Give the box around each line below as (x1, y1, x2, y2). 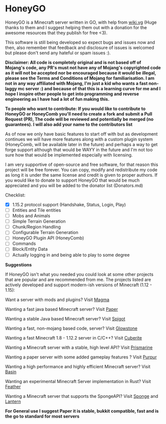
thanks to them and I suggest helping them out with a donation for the (5, 24, 147, 30)
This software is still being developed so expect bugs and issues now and (5, 39, 156, 45)
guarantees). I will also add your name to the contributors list (5, 121, 132, 127)
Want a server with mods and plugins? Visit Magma (5, 297, 110, 303)
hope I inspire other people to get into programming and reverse (5, 91, 139, 97)
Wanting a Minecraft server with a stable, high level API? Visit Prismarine (5, 344, 153, 350)
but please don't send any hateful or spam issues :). (5, 50, 111, 56)
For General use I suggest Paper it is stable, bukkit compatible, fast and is (5, 408, 159, 414)
